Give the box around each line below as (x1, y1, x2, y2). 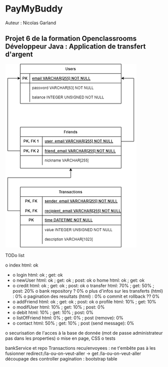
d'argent (5, 50, 33, 59)
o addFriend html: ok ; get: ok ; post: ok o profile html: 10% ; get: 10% (12, 298, 156, 304)
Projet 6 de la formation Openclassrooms (5, 34, 137, 43)
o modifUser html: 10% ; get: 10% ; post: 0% (12, 304, 105, 310)
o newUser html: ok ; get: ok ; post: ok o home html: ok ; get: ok (12, 277, 145, 283)
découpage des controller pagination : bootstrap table (5, 355, 118, 361)
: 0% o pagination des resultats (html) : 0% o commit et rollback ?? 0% (12, 293, 160, 299)
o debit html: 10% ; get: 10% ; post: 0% (12, 309, 94, 316)
